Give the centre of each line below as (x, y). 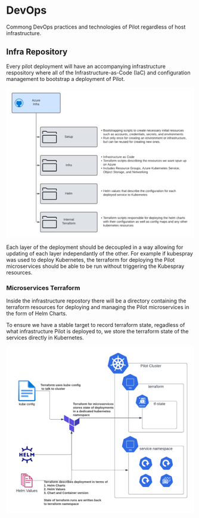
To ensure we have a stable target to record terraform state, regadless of (96, 325)
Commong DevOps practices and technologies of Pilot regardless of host (96, 27)
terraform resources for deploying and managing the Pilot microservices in (98, 307)
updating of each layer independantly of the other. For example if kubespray (100, 253)
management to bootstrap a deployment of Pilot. (66, 79)
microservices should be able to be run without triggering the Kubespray (95, 266)
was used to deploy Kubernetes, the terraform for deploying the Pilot (91, 260)
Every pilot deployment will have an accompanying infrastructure (86, 66)
